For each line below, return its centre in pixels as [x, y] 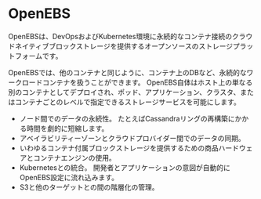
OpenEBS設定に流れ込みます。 [69, 177]
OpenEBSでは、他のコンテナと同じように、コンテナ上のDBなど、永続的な [127, 72]
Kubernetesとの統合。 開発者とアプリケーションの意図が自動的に [125, 167]
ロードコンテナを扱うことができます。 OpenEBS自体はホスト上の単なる [137, 82]
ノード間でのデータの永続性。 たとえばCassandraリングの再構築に [127, 118]
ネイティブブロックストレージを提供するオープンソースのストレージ [124, 46]
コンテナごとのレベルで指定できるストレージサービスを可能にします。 [127, 102]
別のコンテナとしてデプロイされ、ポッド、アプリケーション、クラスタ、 [124, 92]
